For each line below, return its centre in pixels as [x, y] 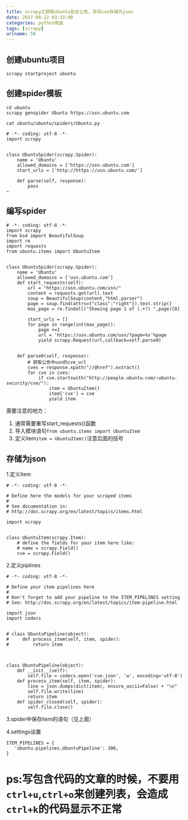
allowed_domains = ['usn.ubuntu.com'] [65, 277]
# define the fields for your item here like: [76, 543]
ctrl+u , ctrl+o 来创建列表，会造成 [87, 794]
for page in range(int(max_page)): [72, 324]
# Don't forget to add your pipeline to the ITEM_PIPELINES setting [93, 598]
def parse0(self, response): [53, 356]
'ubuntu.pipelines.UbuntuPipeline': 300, [66, 748]
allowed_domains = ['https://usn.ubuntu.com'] [76, 165]
